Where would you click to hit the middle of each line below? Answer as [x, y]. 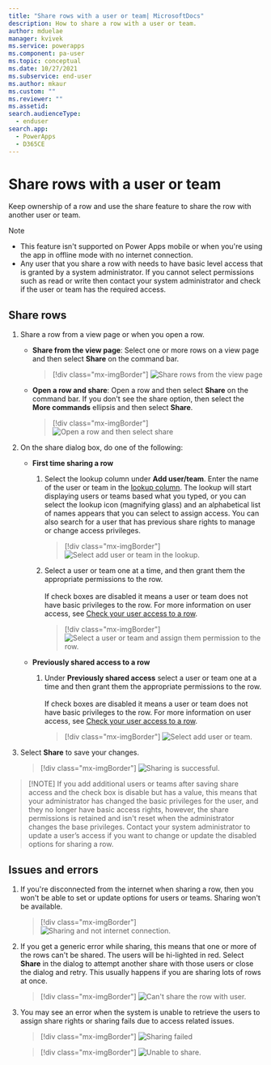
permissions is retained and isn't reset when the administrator [131, 819]
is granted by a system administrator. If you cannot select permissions [137, 272]
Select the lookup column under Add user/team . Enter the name [151, 479]
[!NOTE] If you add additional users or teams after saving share [133, 784]
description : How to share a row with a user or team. [103, 24]
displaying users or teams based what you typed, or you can [145, 496]
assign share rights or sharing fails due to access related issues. [127, 1021]
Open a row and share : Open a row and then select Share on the [140, 391]
